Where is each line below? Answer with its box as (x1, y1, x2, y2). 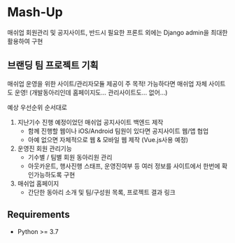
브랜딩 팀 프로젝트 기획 (7, 60, 99, 71)
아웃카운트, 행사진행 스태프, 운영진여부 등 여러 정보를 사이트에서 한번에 (27, 162, 220, 170)
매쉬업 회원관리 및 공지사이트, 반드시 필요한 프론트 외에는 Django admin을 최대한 (7, 28, 228, 36)
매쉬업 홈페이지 (17, 179, 59, 188)
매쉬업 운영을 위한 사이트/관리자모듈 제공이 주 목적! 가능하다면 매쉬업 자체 (7, 79, 208, 88)
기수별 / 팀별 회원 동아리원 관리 (27, 153, 113, 161)
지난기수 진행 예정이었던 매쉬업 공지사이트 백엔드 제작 (17, 118, 164, 126)
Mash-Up (7, 4, 63, 20)
